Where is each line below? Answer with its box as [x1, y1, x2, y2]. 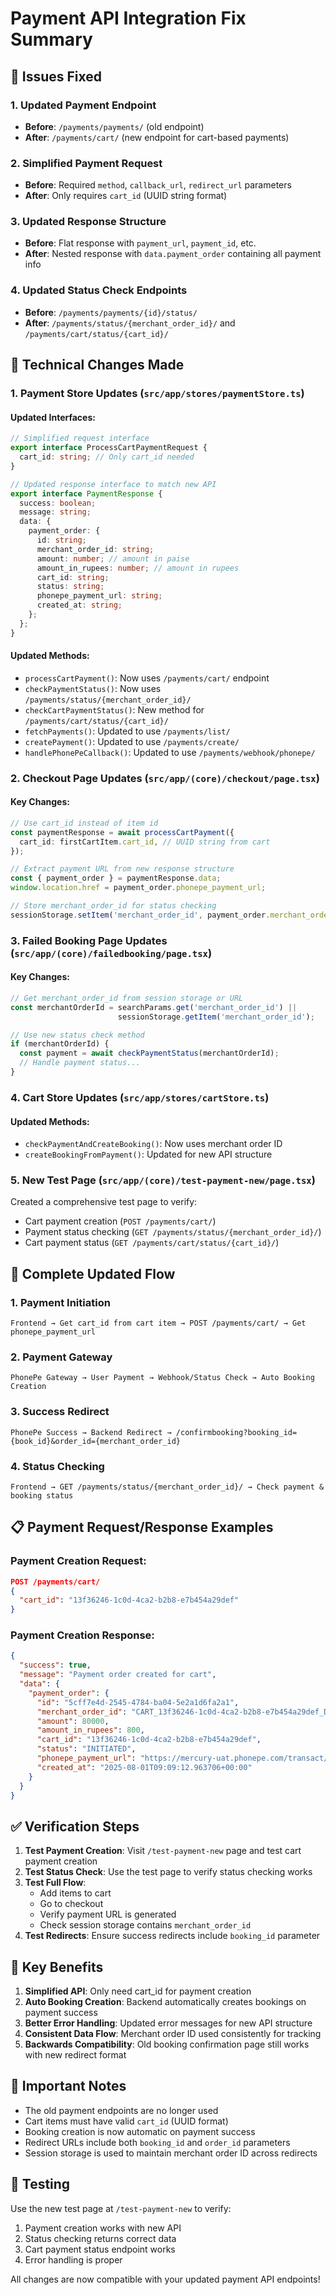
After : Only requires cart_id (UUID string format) [24, 190, 228, 202]
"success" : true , [19, 1660, 92, 1671]
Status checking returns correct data [24, 2232, 177, 2244]
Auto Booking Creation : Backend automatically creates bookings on [24, 1996, 307, 2008]
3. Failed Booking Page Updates [10, 933, 168, 947]
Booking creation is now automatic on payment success [24, 2125, 256, 2137]
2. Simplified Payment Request [10, 156, 163, 170]
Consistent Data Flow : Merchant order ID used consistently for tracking [24, 2028, 322, 2040]
